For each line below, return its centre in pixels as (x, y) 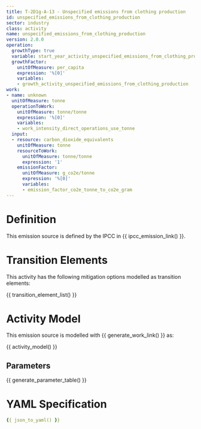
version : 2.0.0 (25, 39)
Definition (31, 219)
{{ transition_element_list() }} (42, 294)
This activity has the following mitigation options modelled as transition (94, 276)
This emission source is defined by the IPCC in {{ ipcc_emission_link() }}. (96, 236)
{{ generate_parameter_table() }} (46, 380)
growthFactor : (29, 62)
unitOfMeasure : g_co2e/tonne (58, 173)
